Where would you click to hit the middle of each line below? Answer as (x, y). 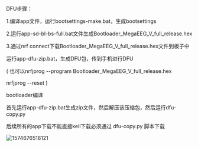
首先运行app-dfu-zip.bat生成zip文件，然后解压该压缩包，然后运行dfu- (91, 107)
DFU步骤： (19, 9)
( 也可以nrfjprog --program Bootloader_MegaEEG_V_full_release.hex (89, 71)
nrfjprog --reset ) (27, 83)
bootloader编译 (25, 95)
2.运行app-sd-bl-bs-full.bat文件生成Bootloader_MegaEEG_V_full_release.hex (99, 34)
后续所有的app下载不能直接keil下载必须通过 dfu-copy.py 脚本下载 (86, 126)
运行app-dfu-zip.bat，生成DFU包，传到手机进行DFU (70, 59)
